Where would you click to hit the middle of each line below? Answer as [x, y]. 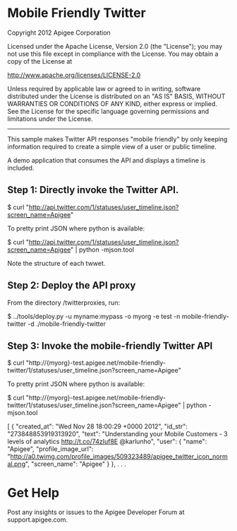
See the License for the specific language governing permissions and [108, 111]
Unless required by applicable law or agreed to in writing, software [104, 88]
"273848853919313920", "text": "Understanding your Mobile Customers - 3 [117, 434]
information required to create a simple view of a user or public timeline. [112, 146]
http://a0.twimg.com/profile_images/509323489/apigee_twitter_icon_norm [119, 457]
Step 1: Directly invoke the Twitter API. [93, 190]
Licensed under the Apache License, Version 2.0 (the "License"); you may [115, 46]
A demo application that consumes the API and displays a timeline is [107, 160]
